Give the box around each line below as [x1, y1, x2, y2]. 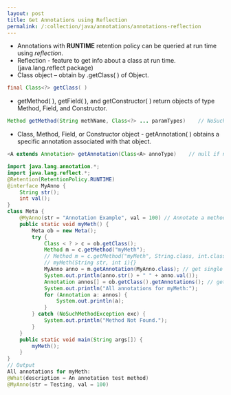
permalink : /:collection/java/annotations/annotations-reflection [7, 23, 201, 30]
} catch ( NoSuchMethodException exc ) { [32, 311, 146, 318]
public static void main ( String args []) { [19, 336, 143, 343]
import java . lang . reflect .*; [7, 170, 91, 176]
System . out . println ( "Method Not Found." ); [43, 317, 168, 324]
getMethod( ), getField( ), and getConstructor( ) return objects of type [16, 97, 215, 105]
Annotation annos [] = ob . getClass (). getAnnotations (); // [43, 278, 214, 285]
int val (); [19, 195, 51, 202]
